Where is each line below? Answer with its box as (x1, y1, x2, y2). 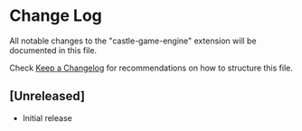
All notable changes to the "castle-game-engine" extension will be (9, 35, 257, 46)
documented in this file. (9, 44, 98, 55)
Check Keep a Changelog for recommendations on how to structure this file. (9, 62, 294, 73)
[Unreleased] (9, 89, 86, 104)
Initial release (22, 112, 72, 123)
